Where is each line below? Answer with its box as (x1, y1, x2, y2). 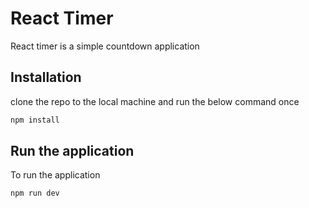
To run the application (10, 169, 101, 181)
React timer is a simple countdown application (10, 40, 200, 52)
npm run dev (10, 188, 60, 199)
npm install (10, 115, 60, 125)
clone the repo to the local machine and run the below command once (10, 95, 300, 107)
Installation (10, 69, 82, 86)
